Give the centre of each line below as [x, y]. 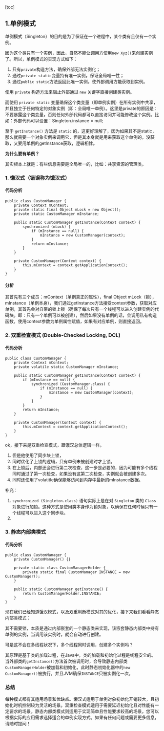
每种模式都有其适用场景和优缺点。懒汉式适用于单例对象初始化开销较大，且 [80, 699]
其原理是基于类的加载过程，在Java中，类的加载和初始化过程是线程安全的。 [81, 655]
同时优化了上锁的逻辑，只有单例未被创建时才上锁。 [63, 462]
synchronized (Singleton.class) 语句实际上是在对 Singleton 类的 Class [84, 501]
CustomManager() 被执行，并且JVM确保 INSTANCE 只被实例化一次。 [69, 673]
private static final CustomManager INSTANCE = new [76, 572]
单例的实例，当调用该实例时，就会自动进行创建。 [54, 634]
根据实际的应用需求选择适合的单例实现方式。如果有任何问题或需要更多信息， [82, 717]
